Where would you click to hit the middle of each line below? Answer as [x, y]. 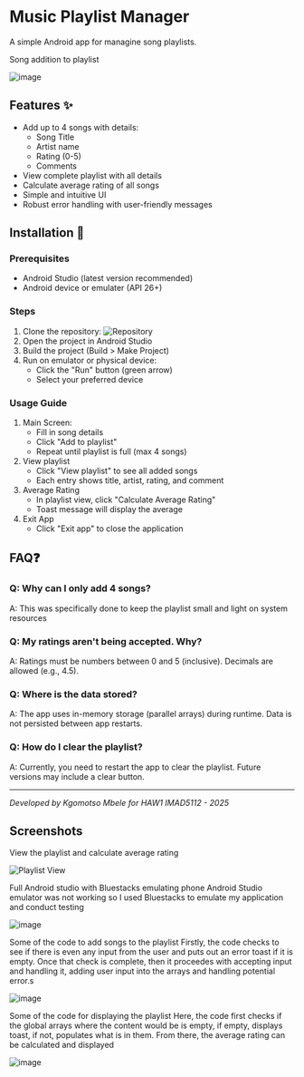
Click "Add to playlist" [76, 442]
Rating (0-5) [58, 156]
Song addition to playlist [54, 59]
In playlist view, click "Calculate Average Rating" [126, 500]
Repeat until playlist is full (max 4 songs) [111, 451]
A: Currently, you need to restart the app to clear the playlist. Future [135, 767]
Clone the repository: [62, 331]
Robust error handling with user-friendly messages [117, 204]
